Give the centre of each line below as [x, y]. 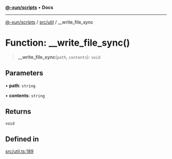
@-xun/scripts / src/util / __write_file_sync [49, 22]
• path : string [20, 85]
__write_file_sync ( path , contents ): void [59, 57]
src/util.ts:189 [20, 151]
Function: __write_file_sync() [68, 43]
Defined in [22, 139]
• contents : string [25, 95]
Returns [18, 112]
